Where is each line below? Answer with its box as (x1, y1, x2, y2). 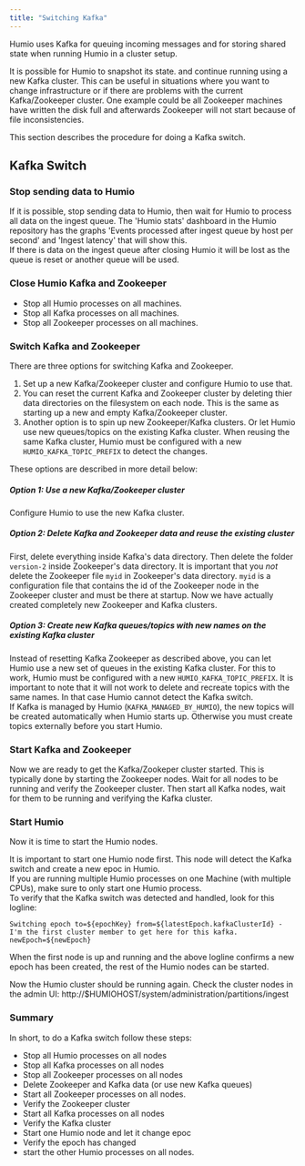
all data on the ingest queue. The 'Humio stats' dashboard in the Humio (9, 216, 277, 227)
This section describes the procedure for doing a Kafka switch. (9, 131, 246, 142)
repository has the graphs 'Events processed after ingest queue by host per (9, 225, 294, 237)
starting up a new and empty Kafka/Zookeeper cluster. (22, 407, 228, 418)
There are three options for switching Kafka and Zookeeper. (9, 360, 234, 371)
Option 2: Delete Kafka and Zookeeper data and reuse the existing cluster (9, 528, 295, 539)
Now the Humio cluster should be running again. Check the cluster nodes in (9, 979, 294, 990)
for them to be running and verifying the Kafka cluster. (9, 793, 213, 804)
